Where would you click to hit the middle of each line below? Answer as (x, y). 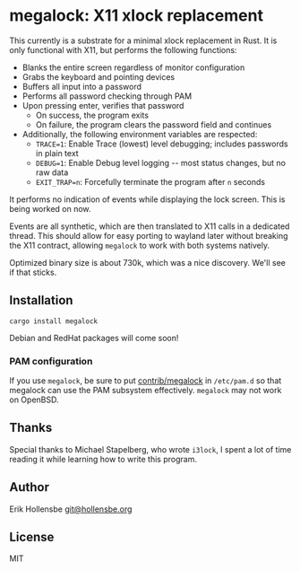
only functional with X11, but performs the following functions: (123, 49)
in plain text (57, 153)
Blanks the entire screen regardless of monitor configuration (133, 67)
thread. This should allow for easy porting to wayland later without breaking (149, 235)
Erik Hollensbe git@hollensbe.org (71, 509)
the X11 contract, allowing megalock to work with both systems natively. (140, 245)
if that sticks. (33, 272)
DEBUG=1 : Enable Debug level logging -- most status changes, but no (161, 163)
